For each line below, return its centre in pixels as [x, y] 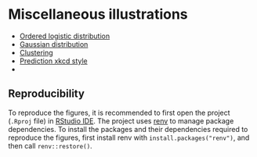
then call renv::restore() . [50, 145]
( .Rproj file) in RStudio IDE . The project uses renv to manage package [121, 121]
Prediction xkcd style [53, 61]
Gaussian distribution [54, 44]
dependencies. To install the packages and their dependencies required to [128, 129]
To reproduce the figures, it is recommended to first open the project [119, 112]
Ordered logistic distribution [65, 36]
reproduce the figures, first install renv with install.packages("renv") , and [129, 137]
